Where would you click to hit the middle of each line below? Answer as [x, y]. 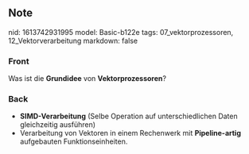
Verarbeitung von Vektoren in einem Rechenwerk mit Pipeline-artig [130, 133]
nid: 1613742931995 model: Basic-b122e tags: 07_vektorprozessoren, [121, 32]
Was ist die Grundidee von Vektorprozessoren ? [88, 79]
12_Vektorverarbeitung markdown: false [73, 40]
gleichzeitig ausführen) [58, 125]
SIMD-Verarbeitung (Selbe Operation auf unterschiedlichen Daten [128, 116]
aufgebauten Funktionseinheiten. [74, 141]
